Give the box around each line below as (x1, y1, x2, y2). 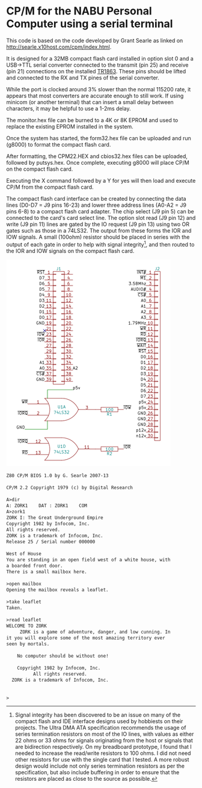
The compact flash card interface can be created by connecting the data (6, 195, 186, 202)
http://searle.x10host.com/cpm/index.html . (6, 43, 112, 50)
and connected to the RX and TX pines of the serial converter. (6, 74, 159, 81)
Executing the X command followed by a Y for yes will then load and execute (6, 177, 196, 184)
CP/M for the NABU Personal (6, 4, 152, 18)
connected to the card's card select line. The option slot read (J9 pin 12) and (6, 214, 196, 221)
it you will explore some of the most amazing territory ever (6, 635, 165, 641)
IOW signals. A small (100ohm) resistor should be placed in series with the (6, 233, 190, 240)
